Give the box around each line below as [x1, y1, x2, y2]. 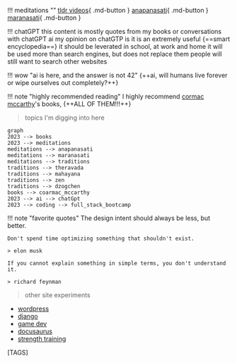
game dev [17, 320, 47, 328]
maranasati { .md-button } [7, 13, 81, 22]
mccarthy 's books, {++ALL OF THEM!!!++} [7, 100, 132, 108]
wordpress [17, 304, 50, 313]
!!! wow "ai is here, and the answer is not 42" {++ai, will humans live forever [7, 71, 228, 79]
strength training [17, 335, 67, 342]
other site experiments [24, 291, 91, 299]
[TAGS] [7, 348, 28, 357]
